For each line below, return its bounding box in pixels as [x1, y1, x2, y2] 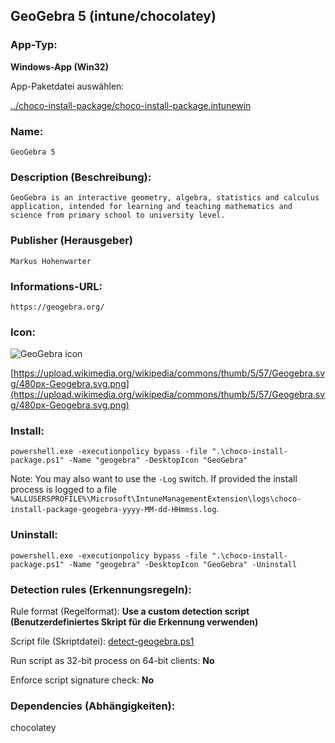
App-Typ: [10, 38, 58, 52]
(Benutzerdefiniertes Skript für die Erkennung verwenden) [10, 616, 259, 628]
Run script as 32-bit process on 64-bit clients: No [10, 655, 215, 667]
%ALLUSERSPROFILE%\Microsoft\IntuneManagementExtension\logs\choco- [10, 494, 302, 504]
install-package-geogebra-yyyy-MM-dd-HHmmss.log [10, 505, 217, 515]
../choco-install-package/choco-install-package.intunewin [10, 99, 252, 111]
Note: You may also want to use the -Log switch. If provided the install [10, 473, 298, 485]
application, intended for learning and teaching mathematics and [10, 202, 293, 212]
